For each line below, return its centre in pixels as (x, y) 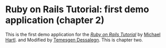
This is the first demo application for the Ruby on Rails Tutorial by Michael (83, 34)
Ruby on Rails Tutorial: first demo (77, 9)
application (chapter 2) (55, 20)
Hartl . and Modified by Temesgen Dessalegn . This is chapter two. (74, 40)
